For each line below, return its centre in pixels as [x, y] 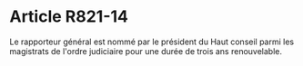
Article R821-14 [69, 17]
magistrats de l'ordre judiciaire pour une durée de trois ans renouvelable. [146, 51]
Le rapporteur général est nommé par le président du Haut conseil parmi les [151, 42]
